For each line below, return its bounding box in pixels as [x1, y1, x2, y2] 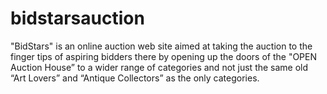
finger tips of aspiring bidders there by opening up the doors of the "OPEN [10, 50, 318, 62]
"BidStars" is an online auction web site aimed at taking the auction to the [10, 40, 313, 52]
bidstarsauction [10, 7, 145, 30]
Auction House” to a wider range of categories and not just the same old [10, 61, 309, 73]
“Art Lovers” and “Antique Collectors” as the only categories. [10, 72, 260, 84]
